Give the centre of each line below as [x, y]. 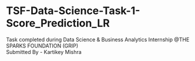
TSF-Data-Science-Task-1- [73, 11]
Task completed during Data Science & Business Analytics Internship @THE [98, 39]
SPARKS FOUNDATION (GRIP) [42, 46]
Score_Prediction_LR [58, 23]
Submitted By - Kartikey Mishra [44, 52]
